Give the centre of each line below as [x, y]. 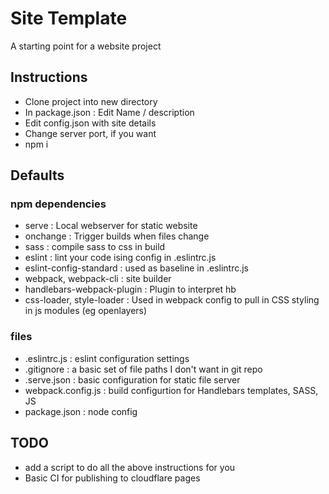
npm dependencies [58, 204]
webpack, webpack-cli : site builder [98, 279]
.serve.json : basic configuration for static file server [132, 379]
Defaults [37, 175]
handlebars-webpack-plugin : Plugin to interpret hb [130, 289]
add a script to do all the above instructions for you [130, 467]
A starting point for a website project [86, 46]
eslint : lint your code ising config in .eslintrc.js [120, 258]
